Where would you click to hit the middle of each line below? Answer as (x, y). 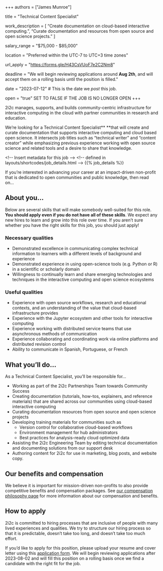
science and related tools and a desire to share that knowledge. (69, 148)
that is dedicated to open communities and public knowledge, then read (77, 177)
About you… (24, 198)
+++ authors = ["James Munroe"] (38, 7)
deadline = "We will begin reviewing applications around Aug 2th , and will (79, 74)
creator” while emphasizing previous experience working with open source (80, 143)
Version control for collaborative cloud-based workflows (76, 427)
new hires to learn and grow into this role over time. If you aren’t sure (74, 220)
